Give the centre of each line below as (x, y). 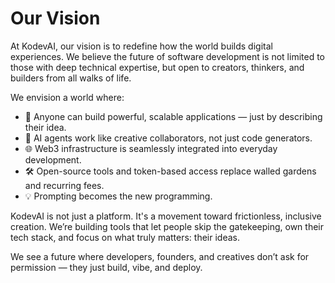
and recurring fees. (64, 185)
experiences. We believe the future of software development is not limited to (167, 56)
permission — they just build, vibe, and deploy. (106, 267)
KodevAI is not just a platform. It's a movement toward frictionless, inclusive (166, 216)
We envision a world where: (67, 97)
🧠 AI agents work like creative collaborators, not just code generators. (168, 138)
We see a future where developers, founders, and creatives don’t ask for (160, 256)
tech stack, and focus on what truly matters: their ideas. (125, 237)
